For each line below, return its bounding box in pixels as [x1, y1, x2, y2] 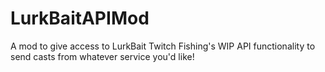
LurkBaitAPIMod [10, 7, 150, 30]
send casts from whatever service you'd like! [10, 50, 195, 62]
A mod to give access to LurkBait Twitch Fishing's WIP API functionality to [10, 40, 316, 52]
